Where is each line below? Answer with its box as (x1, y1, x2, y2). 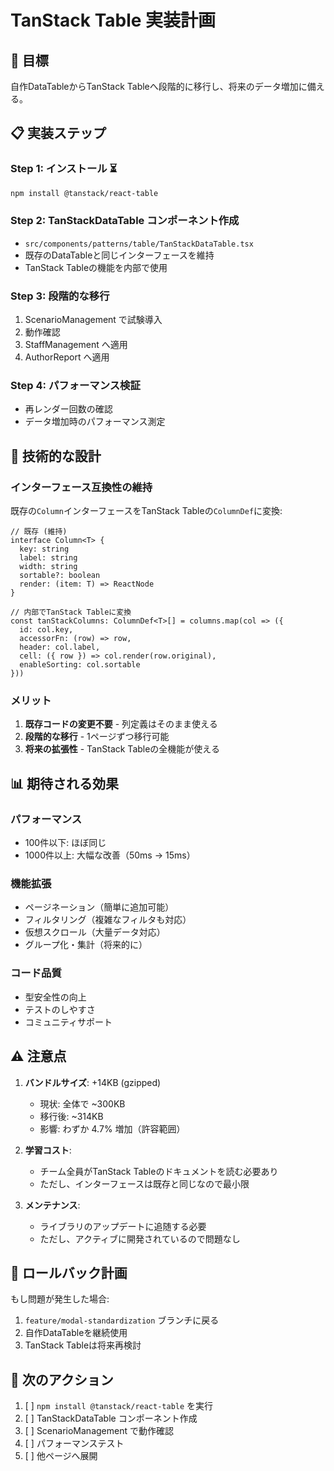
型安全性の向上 (24, 991, 87, 1003)
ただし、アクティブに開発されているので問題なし (39, 1232, 241, 1245)
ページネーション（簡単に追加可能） (24, 901, 175, 913)
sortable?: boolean (19, 571, 101, 581)
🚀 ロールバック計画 (10, 1264, 128, 1281)
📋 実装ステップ (10, 125, 107, 142)
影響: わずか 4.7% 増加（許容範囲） (39, 1122, 186, 1135)
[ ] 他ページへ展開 (24, 1450, 98, 1462)
